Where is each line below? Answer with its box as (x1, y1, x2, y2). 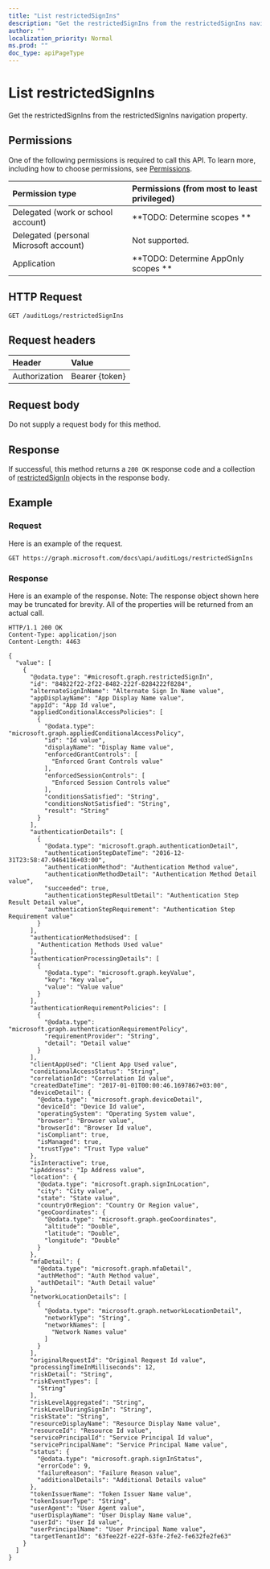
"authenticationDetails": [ (29, 828, 125, 836)
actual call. (8, 608, 44, 617)
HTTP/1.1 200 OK (8, 623, 63, 632)
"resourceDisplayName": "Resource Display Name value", (29, 1419, 221, 1427)
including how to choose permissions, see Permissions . (8, 163, 193, 173)
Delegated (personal (12, 229, 90, 241)
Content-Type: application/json (8, 630, 117, 638)
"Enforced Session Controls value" (51, 778, 171, 787)
